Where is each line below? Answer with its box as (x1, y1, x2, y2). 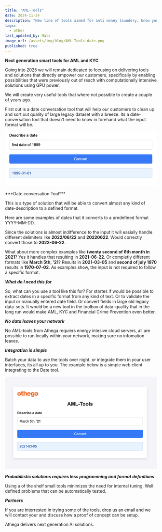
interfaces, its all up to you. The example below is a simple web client (5, 361, 143, 368)
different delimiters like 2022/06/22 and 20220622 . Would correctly (5, 234, 142, 240)
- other (9, 28, 25, 33)
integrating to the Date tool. (5, 367, 59, 373)
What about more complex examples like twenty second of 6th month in (5, 249, 150, 254)
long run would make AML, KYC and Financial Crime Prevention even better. (5, 309, 156, 314)
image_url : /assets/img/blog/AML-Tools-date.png (5, 39, 105, 44)
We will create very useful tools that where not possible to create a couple (5, 92, 152, 97)
